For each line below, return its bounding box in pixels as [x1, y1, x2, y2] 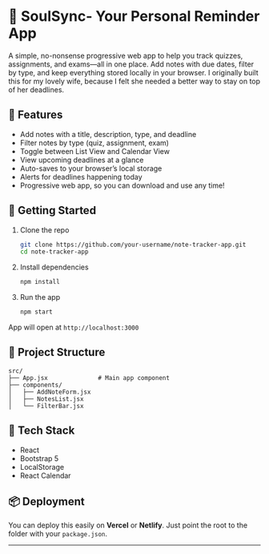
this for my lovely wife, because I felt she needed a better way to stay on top [8, 76, 261, 86]
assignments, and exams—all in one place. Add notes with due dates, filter [8, 59, 255, 69]
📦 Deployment [8, 495, 86, 508]
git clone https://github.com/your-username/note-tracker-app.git [19, 241, 247, 249]
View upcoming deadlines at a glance [19, 155, 144, 164]
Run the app [19, 293, 61, 302]
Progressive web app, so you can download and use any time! [19, 180, 226, 190]
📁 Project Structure [8, 346, 106, 359]
